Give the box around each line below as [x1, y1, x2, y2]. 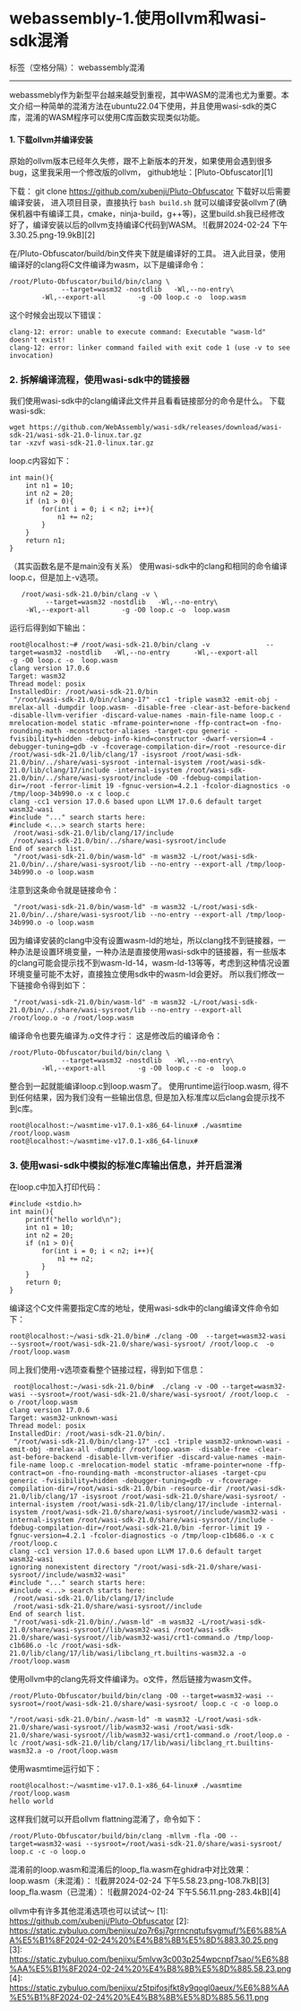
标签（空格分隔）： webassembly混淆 [9, 62, 145, 73]
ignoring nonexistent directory [9, 1562, 130, 1572]
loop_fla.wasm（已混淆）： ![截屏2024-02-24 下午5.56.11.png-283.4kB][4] [9, 1886, 281, 1897]
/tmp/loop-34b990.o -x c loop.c [9, 790, 130, 799]
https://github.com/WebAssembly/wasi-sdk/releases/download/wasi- [29, 423, 282, 432]
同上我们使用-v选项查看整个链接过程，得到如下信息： [9, 1364, 206, 1374]
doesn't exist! [9, 335, 66, 345]
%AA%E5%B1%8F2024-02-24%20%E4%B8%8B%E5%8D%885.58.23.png [9, 1963, 292, 1973]
